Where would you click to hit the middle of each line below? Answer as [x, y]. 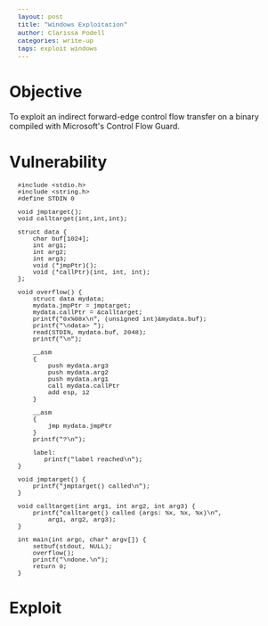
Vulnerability [58, 162]
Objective [46, 92]
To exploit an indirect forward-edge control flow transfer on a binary [134, 117]
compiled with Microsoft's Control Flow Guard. [95, 127]
